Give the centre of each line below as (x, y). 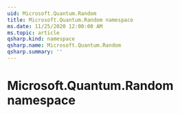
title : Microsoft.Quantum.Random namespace (70, 20)
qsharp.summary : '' (35, 52)
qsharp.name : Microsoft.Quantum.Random (64, 45)
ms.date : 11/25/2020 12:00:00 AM (55, 26)
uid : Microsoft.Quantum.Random (52, 13)
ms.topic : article (33, 33)
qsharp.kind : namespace (41, 39)
